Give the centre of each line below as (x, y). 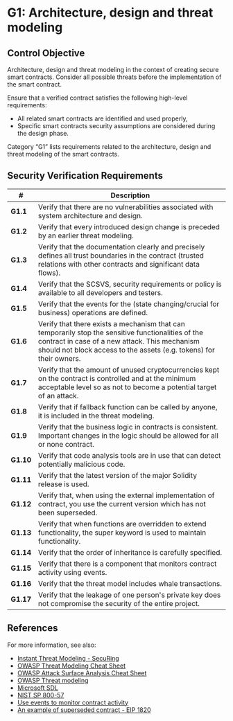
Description (130, 195)
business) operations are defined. (93, 312)
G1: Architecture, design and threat (110, 13)
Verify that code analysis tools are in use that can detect (129, 455)
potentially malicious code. (81, 464)
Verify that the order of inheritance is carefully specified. (130, 552)
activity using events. (72, 572)
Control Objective (46, 53)
